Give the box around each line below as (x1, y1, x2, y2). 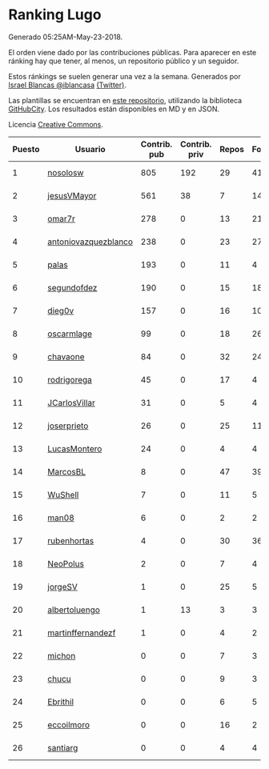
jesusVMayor (47, 190, 97, 201)
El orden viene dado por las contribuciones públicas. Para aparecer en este (8, 47, 257, 57)
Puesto (12, 143, 40, 154)
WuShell (47, 489, 79, 500)
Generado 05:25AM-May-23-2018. (8, 32, 123, 42)
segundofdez (47, 282, 98, 293)
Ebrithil (47, 696, 74, 707)
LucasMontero (47, 443, 102, 454)
